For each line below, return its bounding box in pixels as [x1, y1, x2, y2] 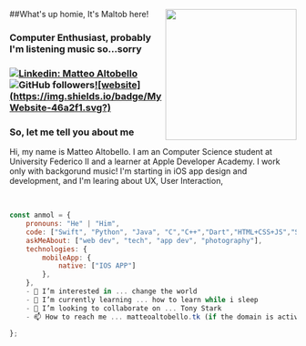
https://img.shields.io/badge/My [13, 89, 162, 102]
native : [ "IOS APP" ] [57, 261, 137, 270]
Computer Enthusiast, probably [9, 31, 152, 44]
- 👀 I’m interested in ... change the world [25, 287, 198, 296]
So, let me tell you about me [9, 126, 135, 138]
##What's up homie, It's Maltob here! [9, 9, 149, 19]
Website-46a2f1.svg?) [9, 101, 111, 114]
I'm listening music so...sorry [9, 42, 143, 55]
